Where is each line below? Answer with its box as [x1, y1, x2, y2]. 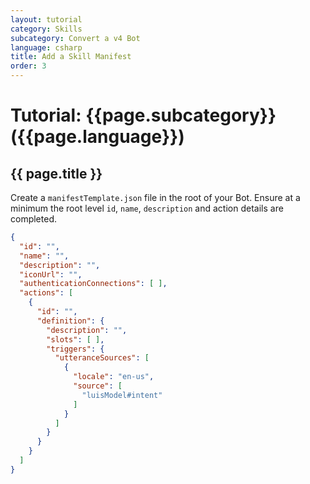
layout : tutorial [10, 14, 83, 25]
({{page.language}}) [10, 126, 185, 148]
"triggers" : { [46, 344, 105, 354]
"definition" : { [36, 316, 105, 326]
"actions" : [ [19, 288, 74, 298]
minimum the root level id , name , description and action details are [10, 202, 284, 214]
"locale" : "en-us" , [73, 372, 155, 382]
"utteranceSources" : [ [54, 353, 150, 363]
